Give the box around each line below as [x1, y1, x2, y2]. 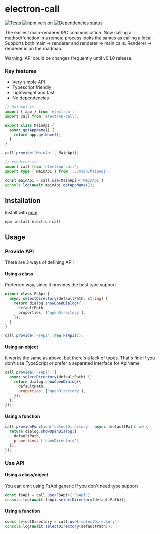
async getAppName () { [9, 127, 55, 133]
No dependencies [12, 95, 49, 101]
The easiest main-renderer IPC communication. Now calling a [5, 29, 132, 35]
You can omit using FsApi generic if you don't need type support [5, 483, 138, 489]
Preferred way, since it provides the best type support [5, 282, 116, 288]
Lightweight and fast [12, 90, 55, 96]
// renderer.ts [5, 160, 37, 165]
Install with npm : [5, 210, 39, 216]
